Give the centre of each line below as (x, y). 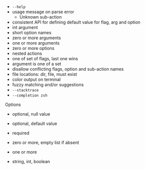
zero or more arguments (36, 38)
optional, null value (31, 114)
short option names (32, 33)
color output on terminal (36, 79)
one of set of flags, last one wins (45, 59)
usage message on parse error (43, 12)
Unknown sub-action (41, 17)
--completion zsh (30, 96)
